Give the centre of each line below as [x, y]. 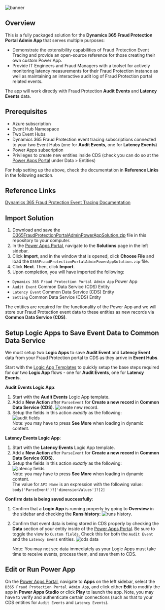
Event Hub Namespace [35, 129]
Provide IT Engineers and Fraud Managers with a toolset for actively [81, 65]
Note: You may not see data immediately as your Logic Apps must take [84, 549]
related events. [27, 81]
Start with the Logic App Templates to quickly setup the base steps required [82, 367]
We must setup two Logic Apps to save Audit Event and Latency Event [78, 353]
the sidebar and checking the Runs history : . [72, 514]
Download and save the [36, 230]
